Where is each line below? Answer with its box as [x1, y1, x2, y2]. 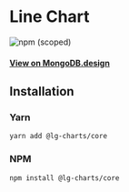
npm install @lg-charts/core [9, 173, 120, 183]
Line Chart [9, 6, 90, 27]
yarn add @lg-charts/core [9, 132, 107, 141]
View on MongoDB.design [9, 57, 111, 68]
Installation [9, 84, 74, 99]
